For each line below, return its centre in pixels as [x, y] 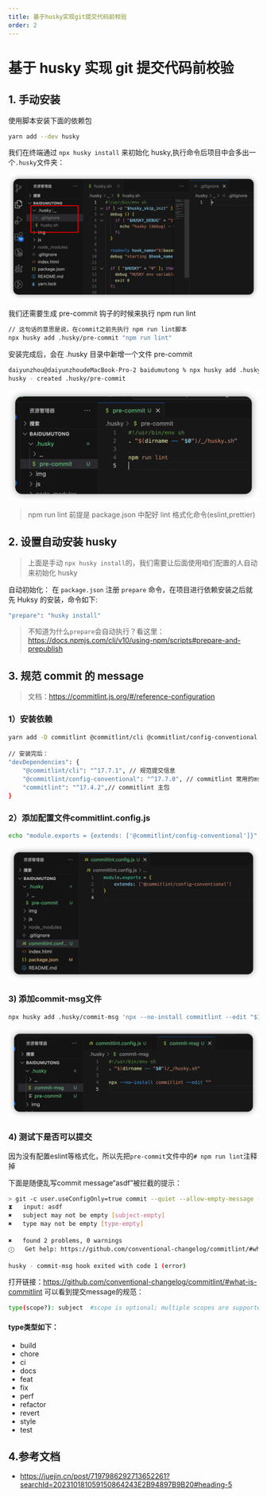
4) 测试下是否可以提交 [50, 1137]
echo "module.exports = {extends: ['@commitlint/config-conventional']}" [133, 836]
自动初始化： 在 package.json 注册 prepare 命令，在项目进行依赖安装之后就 [130, 589]
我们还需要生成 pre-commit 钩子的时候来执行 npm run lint [102, 313]
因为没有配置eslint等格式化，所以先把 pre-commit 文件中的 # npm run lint [126, 1156]
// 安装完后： [29, 754]
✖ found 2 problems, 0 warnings [66, 1240]
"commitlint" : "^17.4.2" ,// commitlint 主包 [96, 787]
